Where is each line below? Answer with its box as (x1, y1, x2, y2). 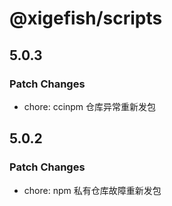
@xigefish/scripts (9, 7, 163, 30)
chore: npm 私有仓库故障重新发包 (23, 184, 162, 196)
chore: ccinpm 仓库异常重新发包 (23, 100, 157, 112)
